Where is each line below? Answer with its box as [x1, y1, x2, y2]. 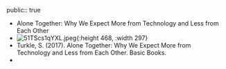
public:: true [6, 6, 41, 14]
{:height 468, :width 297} [76, 34, 148, 42]
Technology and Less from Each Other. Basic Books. [16, 48, 167, 57]
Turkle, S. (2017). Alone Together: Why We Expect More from [16, 41, 191, 49]
